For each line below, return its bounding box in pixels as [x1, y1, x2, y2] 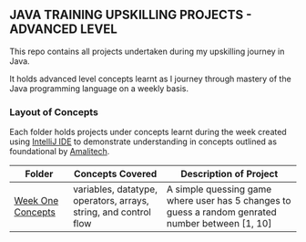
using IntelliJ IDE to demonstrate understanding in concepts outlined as [9, 136, 278, 147]
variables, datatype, [72, 183, 158, 195]
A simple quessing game [167, 183, 272, 195]
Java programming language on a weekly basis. [9, 82, 189, 94]
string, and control [72, 205, 152, 218]
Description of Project [180, 168, 279, 181]
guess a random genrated [167, 205, 278, 218]
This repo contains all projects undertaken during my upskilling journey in [9, 46, 285, 57]
